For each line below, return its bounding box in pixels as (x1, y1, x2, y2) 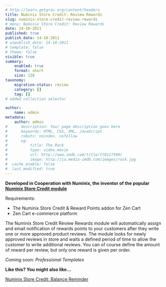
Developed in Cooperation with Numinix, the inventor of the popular (5, 180, 150, 186)
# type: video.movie (5, 148, 69, 153)
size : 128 (14, 73, 35, 78)
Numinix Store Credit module (5, 185, 67, 191)
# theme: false (5, 49, 37, 54)
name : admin (14, 110, 39, 115)
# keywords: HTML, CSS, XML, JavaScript (5, 129, 102, 134)
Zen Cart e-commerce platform (12, 210, 77, 217)
